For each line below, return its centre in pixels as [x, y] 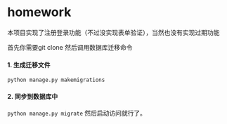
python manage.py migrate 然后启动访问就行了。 [77, 113]
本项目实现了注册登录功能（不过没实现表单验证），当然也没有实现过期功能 [113, 32]
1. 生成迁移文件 [29, 64]
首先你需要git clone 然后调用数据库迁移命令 [70, 47]
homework [39, 12]
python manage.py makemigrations [56, 80]
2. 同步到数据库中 [33, 96]
